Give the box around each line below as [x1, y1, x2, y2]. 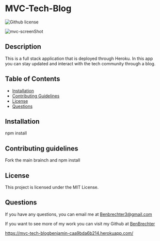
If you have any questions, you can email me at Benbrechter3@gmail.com [5, 211, 152, 217]
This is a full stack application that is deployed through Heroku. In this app [5, 56, 153, 61]
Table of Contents [5, 75, 61, 83]
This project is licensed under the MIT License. [5, 185, 99, 190]
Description [5, 42, 41, 51]
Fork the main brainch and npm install [5, 157, 80, 163]
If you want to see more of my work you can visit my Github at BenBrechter [5, 221, 155, 226]
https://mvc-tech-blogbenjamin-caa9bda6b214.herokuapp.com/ [5, 230, 133, 236]
